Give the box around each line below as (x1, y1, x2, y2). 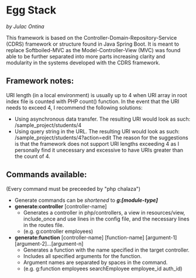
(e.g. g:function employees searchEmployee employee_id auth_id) (23, 265, 183, 272)
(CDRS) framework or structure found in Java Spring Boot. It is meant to (6, 40, 180, 47)
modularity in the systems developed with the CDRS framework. (6, 59, 161, 66)
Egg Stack (6, 4, 57, 17)
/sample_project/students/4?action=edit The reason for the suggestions (14, 134, 188, 141)
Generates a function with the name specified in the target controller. (23, 246, 190, 253)
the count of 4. (14, 153, 51, 160)
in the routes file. (23, 221, 64, 228)
